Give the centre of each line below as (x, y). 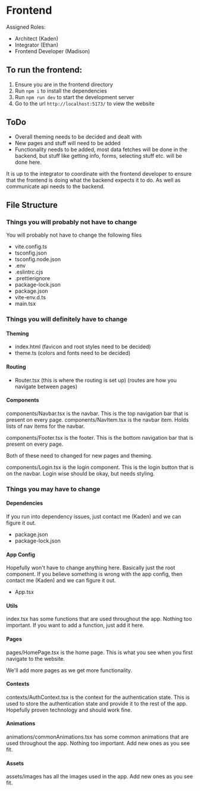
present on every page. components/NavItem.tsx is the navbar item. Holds (98, 419)
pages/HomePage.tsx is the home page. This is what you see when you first (99, 652)
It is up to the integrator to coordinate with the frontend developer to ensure (99, 173)
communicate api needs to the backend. (56, 186)
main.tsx (25, 304)
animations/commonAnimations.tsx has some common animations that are (98, 737)
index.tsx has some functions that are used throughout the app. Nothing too (99, 619)
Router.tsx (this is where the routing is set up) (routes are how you (96, 380)
